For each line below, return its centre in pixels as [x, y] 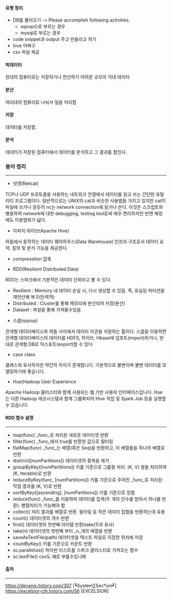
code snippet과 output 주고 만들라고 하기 [55, 39]
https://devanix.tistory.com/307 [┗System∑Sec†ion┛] [61, 585]
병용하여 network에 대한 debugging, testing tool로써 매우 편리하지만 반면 [79, 214]
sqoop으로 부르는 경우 [43, 27]
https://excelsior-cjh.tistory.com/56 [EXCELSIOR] [57, 591]
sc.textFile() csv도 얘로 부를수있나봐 [49, 556]
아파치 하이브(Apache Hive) [41, 231]
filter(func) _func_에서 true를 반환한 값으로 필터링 [63, 441]
